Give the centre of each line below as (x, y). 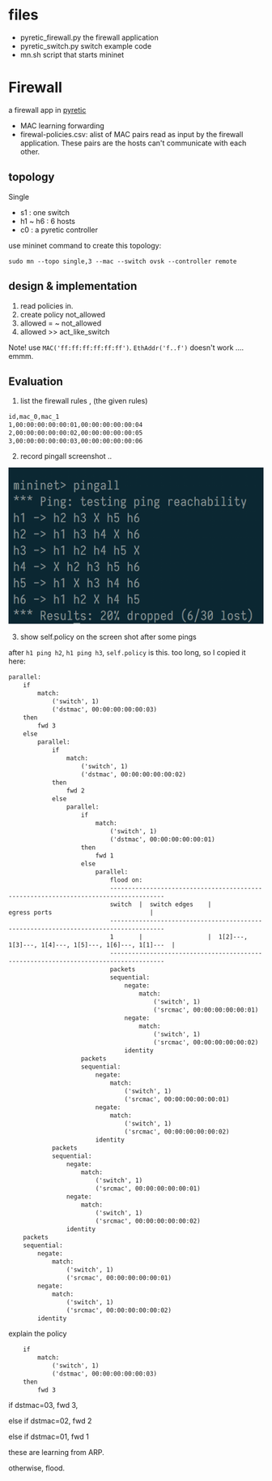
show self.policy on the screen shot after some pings (108, 637)
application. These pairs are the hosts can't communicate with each (133, 143)
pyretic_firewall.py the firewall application (89, 37)
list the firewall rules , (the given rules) (84, 401)
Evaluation (36, 381)
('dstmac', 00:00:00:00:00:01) (163, 839)
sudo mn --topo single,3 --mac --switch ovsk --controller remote (123, 261)
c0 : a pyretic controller (59, 230)
